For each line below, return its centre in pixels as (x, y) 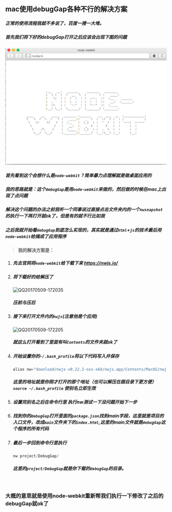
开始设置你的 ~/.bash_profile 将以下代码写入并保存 (66, 356)
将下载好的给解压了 (33, 277)
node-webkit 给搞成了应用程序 (36, 236)
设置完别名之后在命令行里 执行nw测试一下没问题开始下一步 (75, 402)
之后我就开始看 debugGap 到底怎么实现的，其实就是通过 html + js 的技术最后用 (83, 230)
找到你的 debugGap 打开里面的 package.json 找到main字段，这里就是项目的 (88, 416)
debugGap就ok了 (27, 503)
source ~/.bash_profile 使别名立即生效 (54, 388)
